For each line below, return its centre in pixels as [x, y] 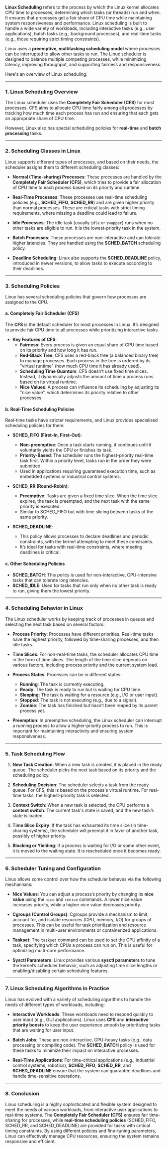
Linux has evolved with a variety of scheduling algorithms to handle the [78, 999]
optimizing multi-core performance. [49, 951]
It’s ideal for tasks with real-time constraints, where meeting [81, 547]
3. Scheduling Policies [33, 286]
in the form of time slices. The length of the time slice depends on [80, 659]
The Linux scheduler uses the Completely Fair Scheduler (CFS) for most [80, 103]
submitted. [31, 466]
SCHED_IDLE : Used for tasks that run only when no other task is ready [84, 585]
